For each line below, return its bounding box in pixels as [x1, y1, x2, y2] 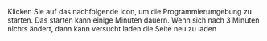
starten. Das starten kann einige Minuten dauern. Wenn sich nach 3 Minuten [7, 15, 260, 25]
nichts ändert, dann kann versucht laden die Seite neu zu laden [7, 24, 217, 33]
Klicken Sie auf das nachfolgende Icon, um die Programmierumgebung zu [7, 7, 253, 16]
